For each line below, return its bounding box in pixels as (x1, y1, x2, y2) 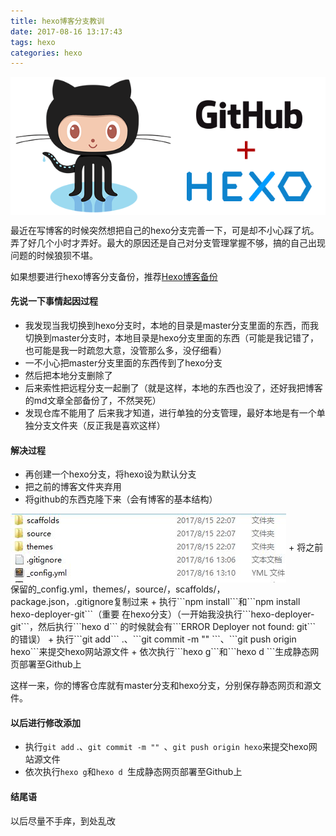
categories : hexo (10, 48, 83, 58)
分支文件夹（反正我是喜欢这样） (33, 419, 166, 431)
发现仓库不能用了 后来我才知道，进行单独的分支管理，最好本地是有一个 (24, 406, 317, 419)
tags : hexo (10, 37, 56, 47)
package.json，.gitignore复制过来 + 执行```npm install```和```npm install (10, 596, 301, 608)
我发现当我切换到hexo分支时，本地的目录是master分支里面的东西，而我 (24, 319, 320, 331)
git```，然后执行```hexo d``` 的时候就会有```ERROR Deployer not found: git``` (10, 621, 317, 633)
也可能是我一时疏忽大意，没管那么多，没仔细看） (24, 344, 227, 356)
